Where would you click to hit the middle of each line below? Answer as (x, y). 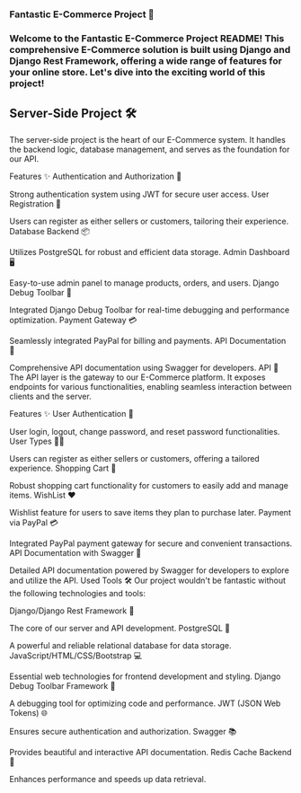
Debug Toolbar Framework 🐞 (62, 685)
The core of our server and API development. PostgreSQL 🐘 (120, 628)
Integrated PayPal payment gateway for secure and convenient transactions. (151, 543)
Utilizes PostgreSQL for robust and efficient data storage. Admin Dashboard (150, 251)
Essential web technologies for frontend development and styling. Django (145, 676)
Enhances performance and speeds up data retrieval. (108, 779)
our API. (24, 159)
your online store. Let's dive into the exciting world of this (137, 72)
